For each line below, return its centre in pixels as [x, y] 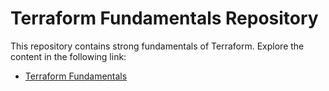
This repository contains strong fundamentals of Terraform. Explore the [157, 46]
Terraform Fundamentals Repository [164, 18]
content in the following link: [68, 56]
